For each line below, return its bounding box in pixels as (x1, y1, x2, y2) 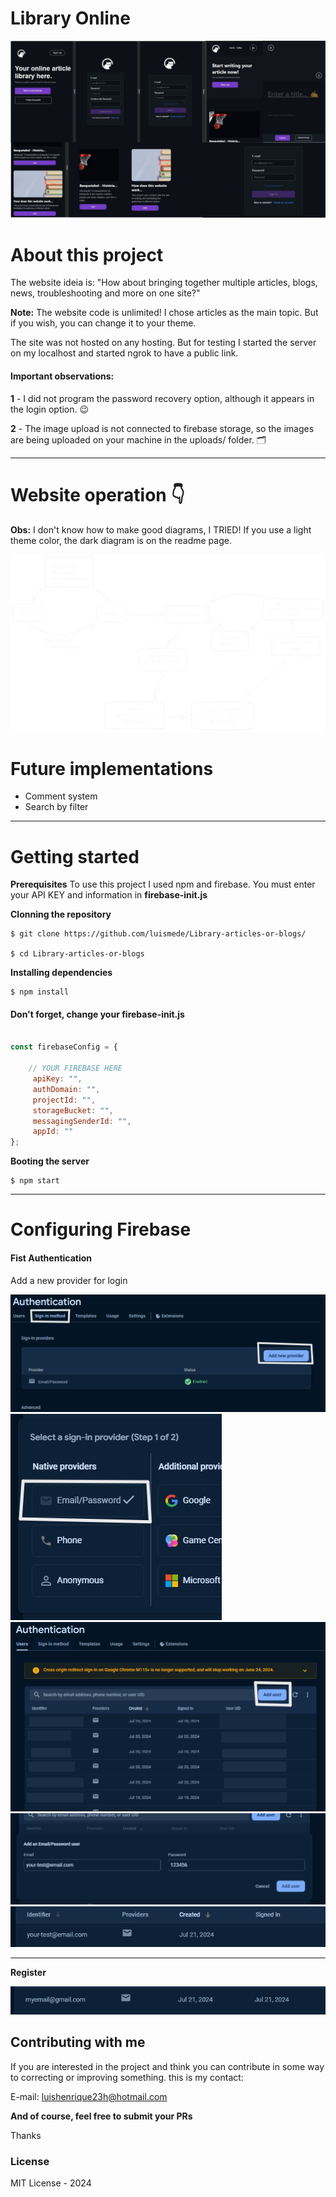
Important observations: (10, 370, 115, 382)
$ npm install (10, 987, 70, 997)
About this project (10, 243, 164, 266)
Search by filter (24, 801, 89, 813)
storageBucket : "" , (32, 1105, 114, 1116)
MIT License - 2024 (10, 2177, 92, 2189)
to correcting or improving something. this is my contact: (10, 2071, 244, 2083)
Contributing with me (10, 2034, 146, 2051)
